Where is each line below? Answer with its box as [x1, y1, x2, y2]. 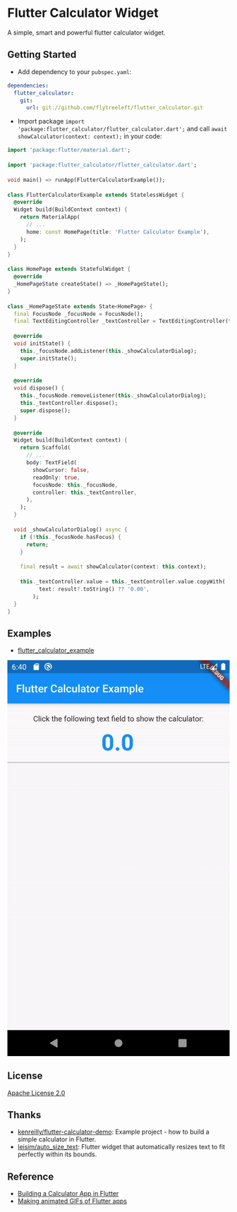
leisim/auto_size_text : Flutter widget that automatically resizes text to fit [17, 1143, 226, 1151]
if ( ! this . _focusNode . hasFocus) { [20, 533, 121, 540]
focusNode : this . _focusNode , [32, 481, 119, 488]
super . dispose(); [20, 407, 71, 414]
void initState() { [13, 340, 71, 347]
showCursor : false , [32, 466, 90, 473]
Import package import [17, 117, 85, 126]
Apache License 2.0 [7, 1089, 66, 1097]
